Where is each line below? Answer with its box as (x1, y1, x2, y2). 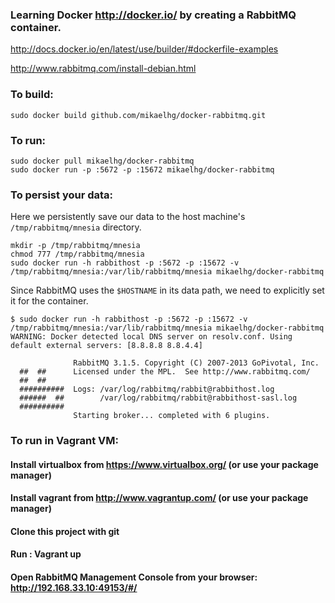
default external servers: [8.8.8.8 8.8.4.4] (10, 341, 203, 351)
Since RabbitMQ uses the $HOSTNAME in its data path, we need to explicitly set (10, 284, 325, 297)
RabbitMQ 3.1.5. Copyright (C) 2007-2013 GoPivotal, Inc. (73, 358, 320, 368)
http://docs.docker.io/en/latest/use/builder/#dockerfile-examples (10, 43, 279, 55)
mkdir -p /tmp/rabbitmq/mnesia (10, 241, 141, 251)
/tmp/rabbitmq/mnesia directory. (10, 221, 142, 233)
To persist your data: (10, 188, 114, 202)
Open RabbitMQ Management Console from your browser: (10, 571, 258, 583)
